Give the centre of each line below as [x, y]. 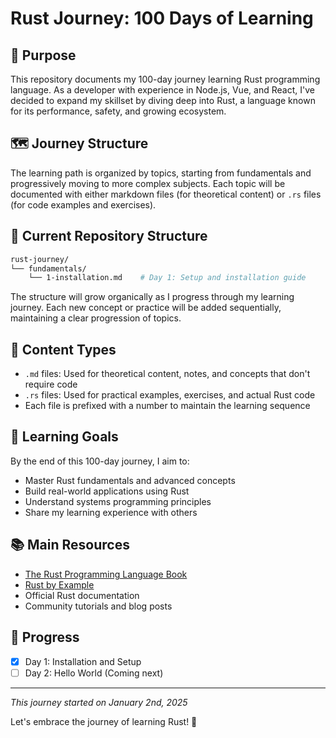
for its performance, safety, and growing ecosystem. [118, 111]
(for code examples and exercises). [83, 204]
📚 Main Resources [70, 545]
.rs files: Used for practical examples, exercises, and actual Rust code [170, 395]
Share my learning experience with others [111, 512]
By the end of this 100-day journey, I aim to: [100, 461]
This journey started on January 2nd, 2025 [99, 702]
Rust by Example [59, 584]
